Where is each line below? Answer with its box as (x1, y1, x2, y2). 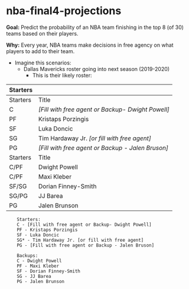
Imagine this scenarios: (14, 59, 71, 66)
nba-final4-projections (6, 4, 122, 18)
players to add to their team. (6, 47, 75, 54)
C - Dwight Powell (17, 258, 62, 264)
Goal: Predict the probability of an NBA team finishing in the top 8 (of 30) (6, 24, 184, 31)
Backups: (17, 252, 38, 258)
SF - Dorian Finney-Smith (17, 268, 81, 274)
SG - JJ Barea (17, 273, 51, 279)
